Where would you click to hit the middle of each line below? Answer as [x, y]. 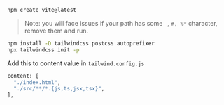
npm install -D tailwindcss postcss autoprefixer [81, 43]
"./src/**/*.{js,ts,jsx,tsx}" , [59, 89]
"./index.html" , [37, 82]
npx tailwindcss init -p [43, 50]
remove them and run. [56, 31]
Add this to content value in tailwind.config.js [76, 63]
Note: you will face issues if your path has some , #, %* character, [121, 23]
